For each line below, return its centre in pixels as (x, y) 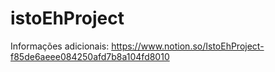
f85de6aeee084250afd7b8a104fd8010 (90, 56)
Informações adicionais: (60, 46)
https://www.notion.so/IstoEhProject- (188, 46)
